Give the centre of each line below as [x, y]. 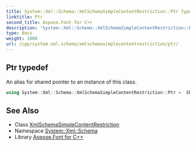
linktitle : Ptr [24, 17]
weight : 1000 [22, 39]
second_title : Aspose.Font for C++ [49, 22]
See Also [22, 111]
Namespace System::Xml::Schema [56, 131]
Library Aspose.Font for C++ [49, 137]
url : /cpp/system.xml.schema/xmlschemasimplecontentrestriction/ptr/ [92, 44]
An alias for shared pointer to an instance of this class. [71, 82]
